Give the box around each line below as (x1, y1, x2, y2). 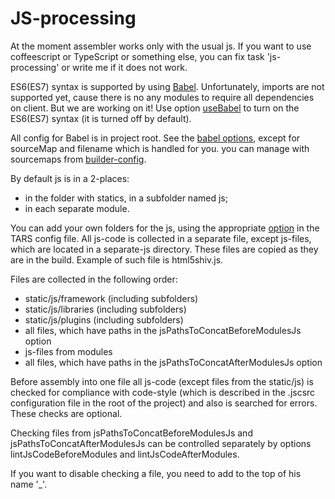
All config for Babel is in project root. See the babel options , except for (10, 132, 301, 144)
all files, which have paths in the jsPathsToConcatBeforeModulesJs (24, 324, 302, 336)
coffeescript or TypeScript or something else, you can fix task (10, 50, 265, 62)
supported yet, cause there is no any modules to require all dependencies (10, 91, 315, 103)
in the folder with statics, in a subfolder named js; (24, 192, 228, 204)
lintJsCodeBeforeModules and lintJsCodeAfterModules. (10, 448, 240, 460)
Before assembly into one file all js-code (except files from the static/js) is (10, 375, 314, 387)
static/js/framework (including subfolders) (24, 292, 199, 304)
